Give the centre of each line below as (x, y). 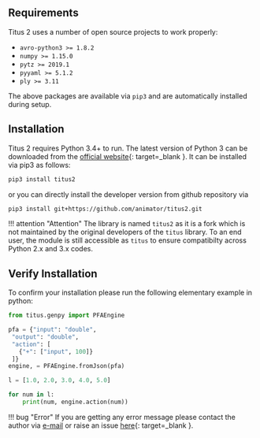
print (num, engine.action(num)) (75, 402)
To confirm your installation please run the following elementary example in (130, 293)
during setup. (30, 104)
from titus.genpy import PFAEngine (67, 316)
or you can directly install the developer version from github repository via (128, 194)
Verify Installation (53, 274)
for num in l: (32, 395)
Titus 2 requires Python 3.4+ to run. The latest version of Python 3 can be (128, 148)
